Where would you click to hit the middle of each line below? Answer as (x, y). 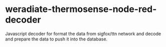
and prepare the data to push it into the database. (56, 39)
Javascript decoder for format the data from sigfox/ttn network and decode (83, 33)
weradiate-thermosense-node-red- (81, 9)
